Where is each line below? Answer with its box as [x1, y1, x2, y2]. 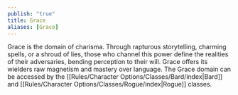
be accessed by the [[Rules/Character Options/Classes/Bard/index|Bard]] [7, 72, 223, 81]
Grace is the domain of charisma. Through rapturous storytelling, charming [7, 43, 227, 51]
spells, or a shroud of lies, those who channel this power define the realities [7, 50, 229, 58]
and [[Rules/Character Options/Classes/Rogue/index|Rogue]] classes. [7, 80, 212, 89]
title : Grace [7, 17, 46, 24]
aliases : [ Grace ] [7, 23, 59, 30]
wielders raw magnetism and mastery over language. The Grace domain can [7, 65, 232, 74]
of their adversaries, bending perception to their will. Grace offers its [7, 58, 208, 66]
